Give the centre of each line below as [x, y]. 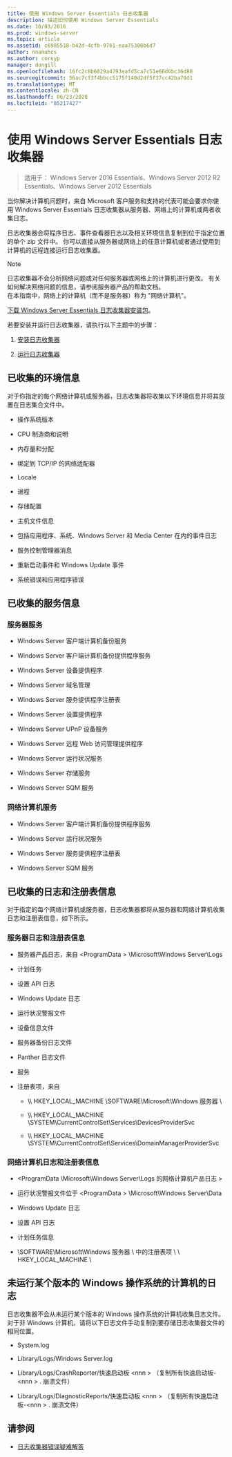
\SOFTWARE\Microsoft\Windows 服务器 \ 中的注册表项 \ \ [98, 1252]
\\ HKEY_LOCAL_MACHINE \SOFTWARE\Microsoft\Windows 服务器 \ [125, 1101]
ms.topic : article [33, 39]
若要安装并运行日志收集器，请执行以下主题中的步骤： [83, 325]
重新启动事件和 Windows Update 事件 [70, 564]
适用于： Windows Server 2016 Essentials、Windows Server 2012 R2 [122, 178]
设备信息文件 [35, 1027]
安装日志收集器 [38, 339]
